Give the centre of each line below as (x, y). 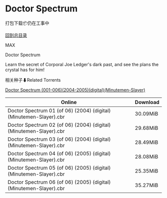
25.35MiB (147, 171)
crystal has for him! (25, 70)
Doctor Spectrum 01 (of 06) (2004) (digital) (59, 110)
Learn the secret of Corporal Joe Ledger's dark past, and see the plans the (82, 64)
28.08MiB (147, 156)
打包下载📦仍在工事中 (27, 23)
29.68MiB (147, 128)
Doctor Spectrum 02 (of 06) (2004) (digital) (59, 125)
